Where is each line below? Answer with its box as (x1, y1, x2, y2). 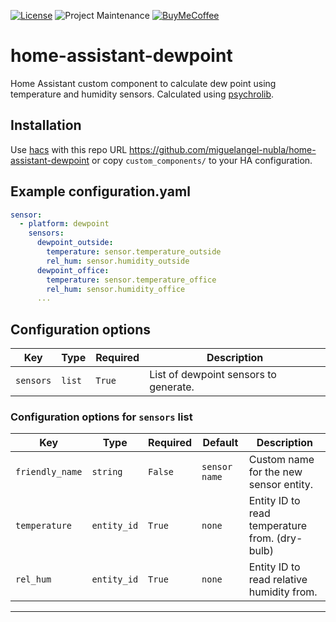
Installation (10, 117, 82, 134)
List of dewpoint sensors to (149, 368, 277, 382)
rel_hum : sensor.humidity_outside (46, 256, 190, 266)
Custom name (248, 453, 315, 467)
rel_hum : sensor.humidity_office (46, 284, 186, 294)
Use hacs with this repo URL (10, 143, 128, 155)
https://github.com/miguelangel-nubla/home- (129, 143, 317, 155)
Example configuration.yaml (10, 183, 191, 200)
